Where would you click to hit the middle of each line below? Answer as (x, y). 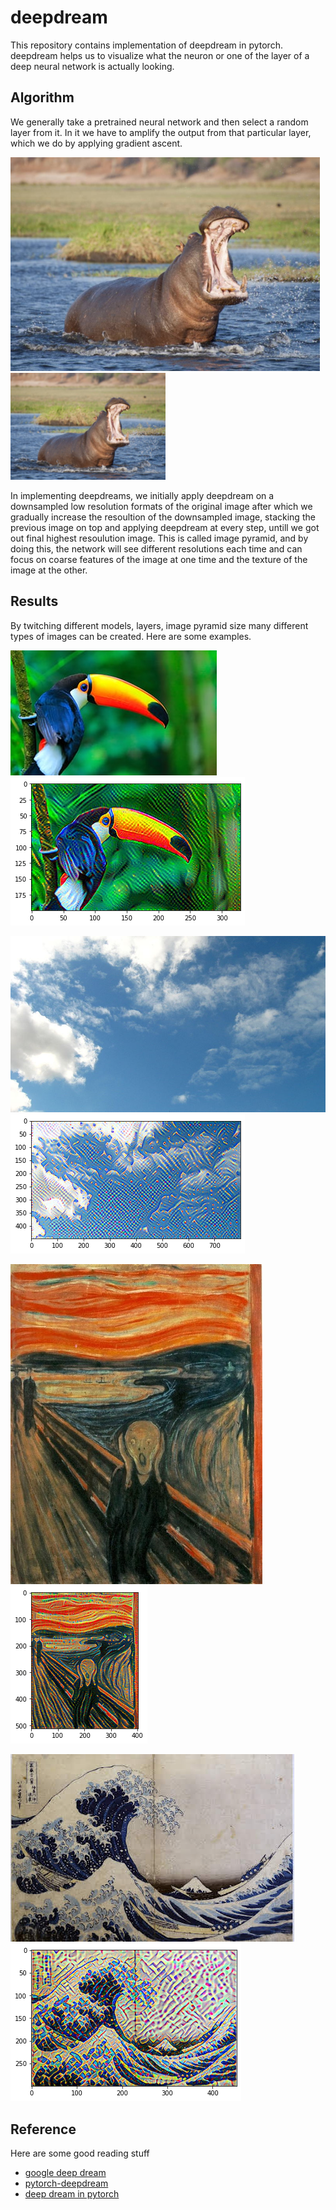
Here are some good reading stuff (80, 2153)
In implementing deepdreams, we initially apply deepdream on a (142, 495)
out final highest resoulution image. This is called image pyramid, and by (159, 538)
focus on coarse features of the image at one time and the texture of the (159, 559)
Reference (43, 2129)
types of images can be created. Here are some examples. (131, 636)
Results (34, 601)
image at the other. (49, 570)
